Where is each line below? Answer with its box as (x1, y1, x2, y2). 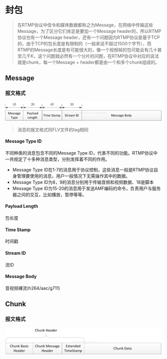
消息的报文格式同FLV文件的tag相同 (17, 126, 88, 132)
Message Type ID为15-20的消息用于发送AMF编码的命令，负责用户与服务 (12, 185, 161, 191)
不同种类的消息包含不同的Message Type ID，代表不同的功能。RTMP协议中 (5, 150, 158, 156)
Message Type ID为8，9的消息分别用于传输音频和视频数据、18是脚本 (12, 179, 154, 185)
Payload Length (5, 203, 38, 209)
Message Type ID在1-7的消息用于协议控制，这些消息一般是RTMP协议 (12, 167, 154, 173)
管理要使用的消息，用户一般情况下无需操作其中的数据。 (16, 173, 130, 179)
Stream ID (5, 250, 26, 256)
